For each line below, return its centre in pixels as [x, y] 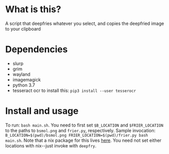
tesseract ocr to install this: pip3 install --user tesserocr [74, 90]
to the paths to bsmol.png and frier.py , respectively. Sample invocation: [80, 130]
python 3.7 [24, 85]
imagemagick [27, 79]
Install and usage [42, 111]
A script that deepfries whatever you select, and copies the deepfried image [85, 23]
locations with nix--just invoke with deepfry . [51, 145]
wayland [21, 74]
